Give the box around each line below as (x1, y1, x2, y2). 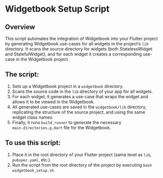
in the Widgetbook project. (16, 56, 70, 62)
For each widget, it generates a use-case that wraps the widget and (12, 93, 148, 99)
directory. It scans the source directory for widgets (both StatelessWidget (5, 46, 152, 52)
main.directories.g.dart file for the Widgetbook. (12, 125, 111, 130)
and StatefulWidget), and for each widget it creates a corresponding (5, 51, 142, 57)
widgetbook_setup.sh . (12, 167, 55, 173)
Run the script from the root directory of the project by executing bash (12, 162, 152, 168)
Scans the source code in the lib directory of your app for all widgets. (12, 89, 153, 94)
